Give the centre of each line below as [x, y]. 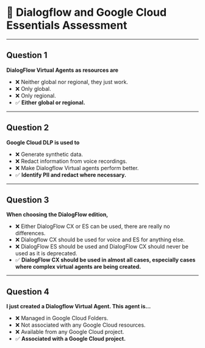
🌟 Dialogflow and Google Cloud [86, 12]
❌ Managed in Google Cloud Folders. [62, 318]
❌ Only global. [33, 88]
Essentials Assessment [67, 25]
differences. [30, 233]
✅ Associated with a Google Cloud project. [70, 339]
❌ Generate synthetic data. [49, 154]
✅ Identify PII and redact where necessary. [71, 175]
